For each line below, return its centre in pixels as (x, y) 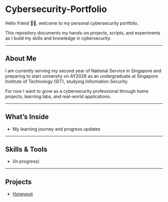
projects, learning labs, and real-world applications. (58, 96)
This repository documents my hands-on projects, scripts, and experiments (83, 33)
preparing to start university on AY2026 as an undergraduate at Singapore (82, 76)
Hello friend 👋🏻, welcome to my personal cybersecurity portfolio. (72, 23)
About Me (21, 59)
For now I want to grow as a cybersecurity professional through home (77, 91)
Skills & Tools (26, 149)
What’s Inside (27, 117)
